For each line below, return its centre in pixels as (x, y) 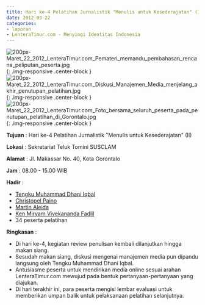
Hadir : (15, 182)
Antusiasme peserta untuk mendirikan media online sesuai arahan (98, 270)
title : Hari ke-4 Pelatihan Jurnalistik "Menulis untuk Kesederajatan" (99, 12)
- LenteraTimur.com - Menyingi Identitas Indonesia (73, 35)
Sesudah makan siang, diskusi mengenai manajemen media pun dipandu (106, 257)
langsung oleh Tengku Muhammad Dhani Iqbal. (74, 264)
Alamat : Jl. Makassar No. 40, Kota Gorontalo (63, 159)
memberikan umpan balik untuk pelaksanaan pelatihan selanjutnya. (99, 296)
